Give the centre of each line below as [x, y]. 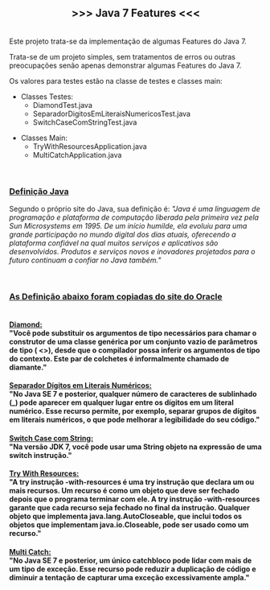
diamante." [28, 367]
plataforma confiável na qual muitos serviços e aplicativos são [114, 243]
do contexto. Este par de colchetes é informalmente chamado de [119, 358]
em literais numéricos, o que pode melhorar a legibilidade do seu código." [135, 420]
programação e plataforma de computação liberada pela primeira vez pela [134, 217]
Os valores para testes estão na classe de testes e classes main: [116, 80]
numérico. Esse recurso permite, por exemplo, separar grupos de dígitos [133, 411]
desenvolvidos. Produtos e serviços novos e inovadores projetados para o [132, 252]
